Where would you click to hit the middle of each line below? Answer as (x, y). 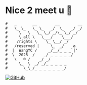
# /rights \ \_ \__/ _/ (37, 41)
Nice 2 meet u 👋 (39, 10)
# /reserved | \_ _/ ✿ (40, 46)
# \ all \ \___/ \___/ (39, 37)
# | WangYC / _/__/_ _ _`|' (42, 50)
